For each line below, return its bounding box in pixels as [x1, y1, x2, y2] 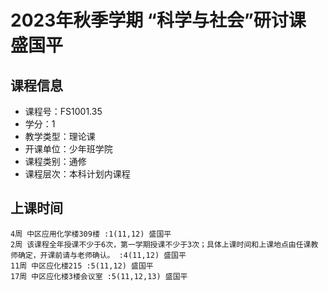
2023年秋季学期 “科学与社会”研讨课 [10, 9, 307, 32]
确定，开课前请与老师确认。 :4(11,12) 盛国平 [17, 250, 187, 260]
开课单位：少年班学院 [24, 143, 113, 155]
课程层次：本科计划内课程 [24, 168, 131, 180]
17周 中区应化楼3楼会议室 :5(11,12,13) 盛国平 [10, 271, 188, 281]
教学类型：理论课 [24, 131, 96, 142]
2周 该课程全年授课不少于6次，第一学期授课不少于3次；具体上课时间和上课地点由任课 [10, 239, 312, 250]
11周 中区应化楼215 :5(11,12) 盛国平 [10, 261, 154, 271]
